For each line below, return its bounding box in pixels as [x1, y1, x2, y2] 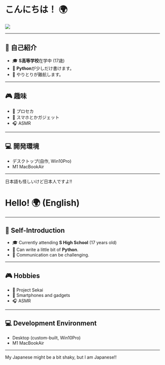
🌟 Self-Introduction [5, 226, 65, 234]
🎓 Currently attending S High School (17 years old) [12, 240, 117, 246]
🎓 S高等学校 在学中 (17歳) [12, 57, 65, 64]
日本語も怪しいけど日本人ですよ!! [5, 179, 73, 184]
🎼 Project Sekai [12, 287, 43, 293]
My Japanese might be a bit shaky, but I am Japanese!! [5, 354, 117, 360]
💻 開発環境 [5, 142, 39, 150]
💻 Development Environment [5, 319, 97, 328]
